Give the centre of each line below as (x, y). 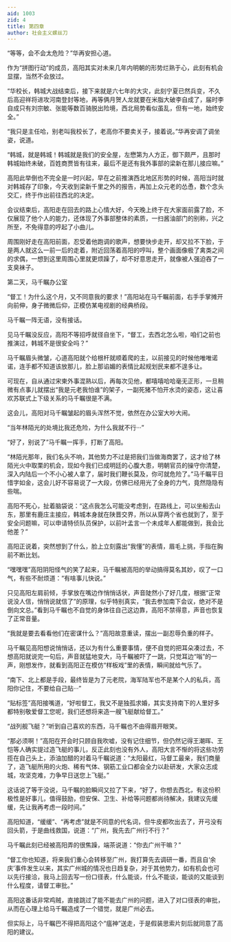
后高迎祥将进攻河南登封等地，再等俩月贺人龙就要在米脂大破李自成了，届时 (112, 100)
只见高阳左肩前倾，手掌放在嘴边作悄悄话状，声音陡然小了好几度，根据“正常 (114, 593)
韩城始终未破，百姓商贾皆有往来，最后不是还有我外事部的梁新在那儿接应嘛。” (115, 163)
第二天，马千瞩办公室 (37, 282)
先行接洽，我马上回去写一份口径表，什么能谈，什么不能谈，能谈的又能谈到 (118, 877)
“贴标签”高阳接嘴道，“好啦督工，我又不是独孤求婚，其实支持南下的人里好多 (113, 703)
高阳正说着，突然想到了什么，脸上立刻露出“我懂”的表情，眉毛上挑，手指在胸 (115, 546)
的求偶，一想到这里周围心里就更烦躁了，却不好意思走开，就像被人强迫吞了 (112, 259)
